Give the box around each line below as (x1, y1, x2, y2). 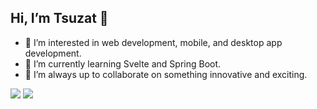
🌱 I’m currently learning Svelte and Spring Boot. (24, 57, 222, 70)
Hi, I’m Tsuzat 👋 (10, 10, 109, 27)
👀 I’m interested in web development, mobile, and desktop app (24, 36, 283, 48)
